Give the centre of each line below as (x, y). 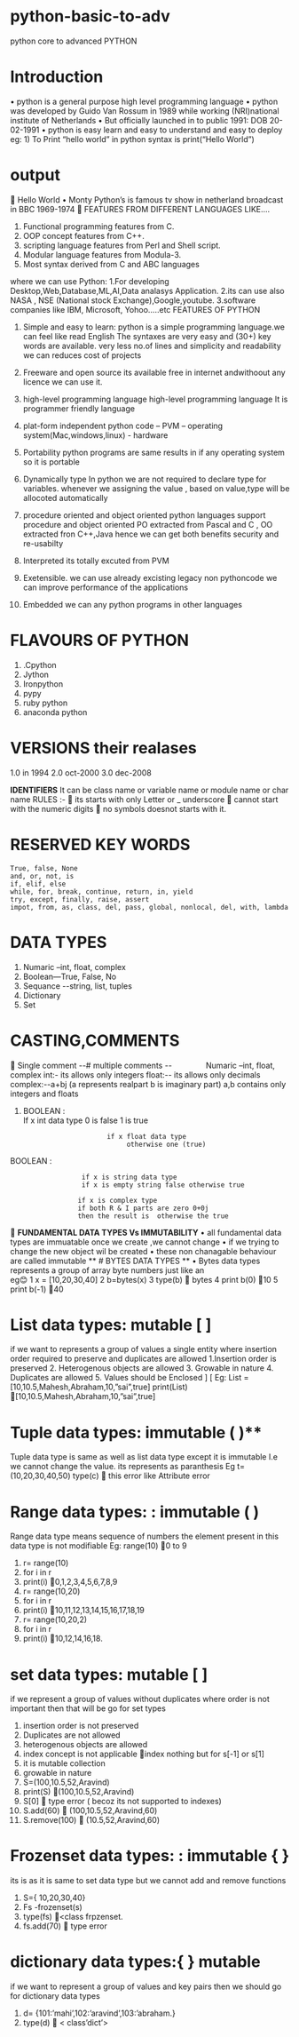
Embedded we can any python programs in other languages (133, 604)
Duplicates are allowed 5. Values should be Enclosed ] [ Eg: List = (130, 1378)
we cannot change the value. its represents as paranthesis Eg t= (128, 1467)
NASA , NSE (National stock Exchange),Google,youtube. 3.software (133, 300)
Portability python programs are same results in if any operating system (153, 452)
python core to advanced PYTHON (74, 41)
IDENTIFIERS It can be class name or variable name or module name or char (149, 790)
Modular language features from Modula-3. (102, 254)
